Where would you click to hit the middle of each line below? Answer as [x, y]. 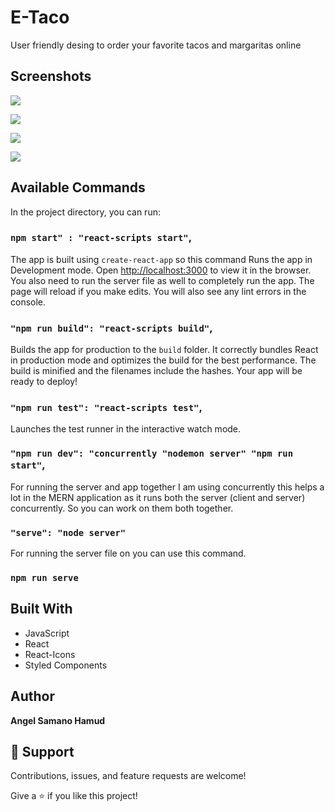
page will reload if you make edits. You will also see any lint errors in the [158, 291]
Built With [41, 609]
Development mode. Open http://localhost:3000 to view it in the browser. [161, 270]
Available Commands [78, 187]
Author [32, 696]
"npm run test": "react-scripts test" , [106, 408]
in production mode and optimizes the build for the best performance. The [163, 360]
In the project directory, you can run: [85, 212]
